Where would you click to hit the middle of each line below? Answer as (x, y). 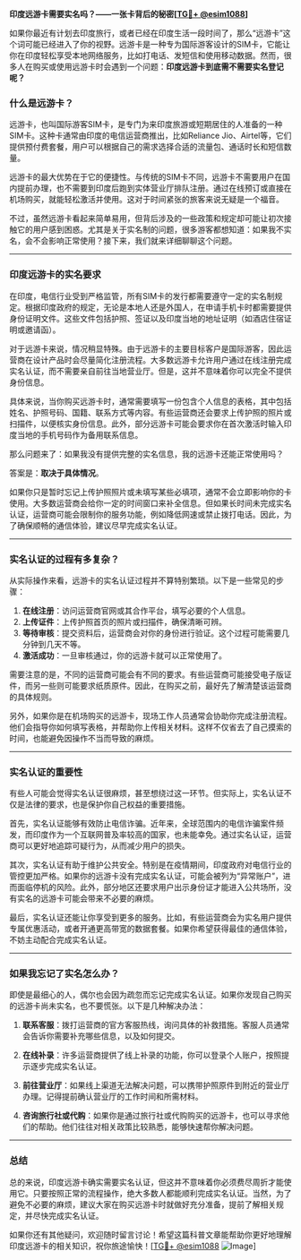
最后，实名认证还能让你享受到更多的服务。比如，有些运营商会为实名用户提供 (150, 918)
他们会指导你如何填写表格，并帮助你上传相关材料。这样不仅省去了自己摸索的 (150, 727)
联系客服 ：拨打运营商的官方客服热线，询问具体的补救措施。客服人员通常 (155, 1025)
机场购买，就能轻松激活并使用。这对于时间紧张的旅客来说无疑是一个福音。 (146, 200)
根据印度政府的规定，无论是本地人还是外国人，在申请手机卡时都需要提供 (158, 307)
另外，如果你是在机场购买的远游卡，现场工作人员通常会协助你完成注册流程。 (150, 716)
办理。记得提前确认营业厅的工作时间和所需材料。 (112, 1097)
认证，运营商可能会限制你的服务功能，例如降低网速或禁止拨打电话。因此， (146, 514)
